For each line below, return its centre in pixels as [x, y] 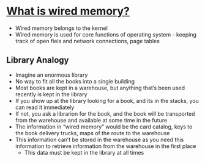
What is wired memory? [68, 11]
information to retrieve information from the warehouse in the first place [106, 146]
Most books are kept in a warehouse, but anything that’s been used [100, 88]
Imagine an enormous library [51, 75]
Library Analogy [38, 60]
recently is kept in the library [51, 94]
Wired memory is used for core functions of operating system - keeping [106, 34]
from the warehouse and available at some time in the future [91, 120]
